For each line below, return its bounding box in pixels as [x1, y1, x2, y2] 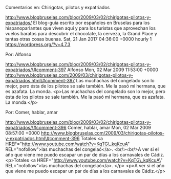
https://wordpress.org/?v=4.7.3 [5, 41, 71, 48]
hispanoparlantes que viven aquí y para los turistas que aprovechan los [5, 25, 156, 31]
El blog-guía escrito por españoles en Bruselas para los [33, 20, 150, 26]
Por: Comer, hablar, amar [5, 109, 58, 115]
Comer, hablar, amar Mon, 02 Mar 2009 [67, 125, 151, 130]
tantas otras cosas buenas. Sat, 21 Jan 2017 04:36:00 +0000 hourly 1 [5, 36, 152, 42]
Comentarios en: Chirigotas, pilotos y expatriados [5, 5, 110, 10]
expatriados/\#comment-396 [5, 125, 67, 130]
